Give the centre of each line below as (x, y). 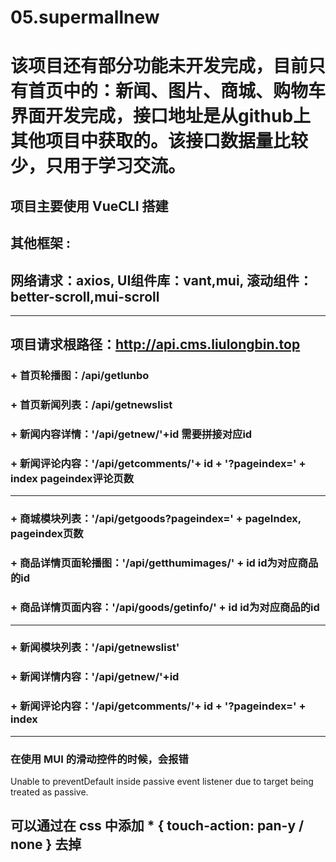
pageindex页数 (47, 534)
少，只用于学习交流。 (98, 166)
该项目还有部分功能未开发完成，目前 (159, 66)
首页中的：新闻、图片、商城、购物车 (177, 91)
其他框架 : (40, 243)
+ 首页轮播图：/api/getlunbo (80, 376)
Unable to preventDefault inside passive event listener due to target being (162, 781)
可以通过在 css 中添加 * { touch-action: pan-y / (157, 826)
